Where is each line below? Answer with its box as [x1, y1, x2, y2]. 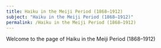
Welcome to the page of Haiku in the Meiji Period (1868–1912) [6, 36, 156, 43]
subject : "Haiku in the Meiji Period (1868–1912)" [6, 14, 134, 20]
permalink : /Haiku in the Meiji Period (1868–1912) [6, 19, 136, 25]
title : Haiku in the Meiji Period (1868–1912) [6, 8, 123, 15]
